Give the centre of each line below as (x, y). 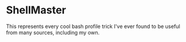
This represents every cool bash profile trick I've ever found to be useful (93, 26)
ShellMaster (36, 10)
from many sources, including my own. (53, 32)
